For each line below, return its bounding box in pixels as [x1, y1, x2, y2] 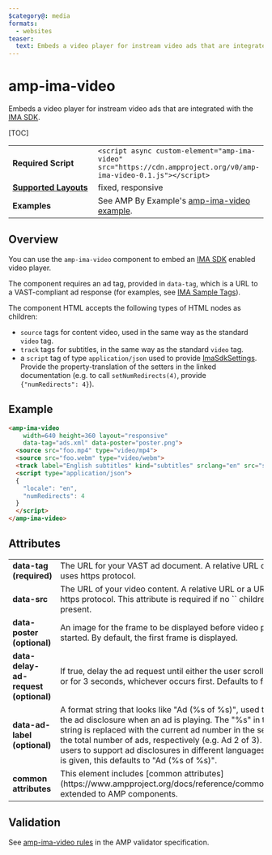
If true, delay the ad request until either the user [60, 665, 241, 677]
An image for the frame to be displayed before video [60, 621, 259, 633]
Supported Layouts [12, 182, 88, 193]
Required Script [12, 157, 74, 169]
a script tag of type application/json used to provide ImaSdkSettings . [19, 353, 257, 363]
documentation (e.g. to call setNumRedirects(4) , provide [19, 370, 206, 380]
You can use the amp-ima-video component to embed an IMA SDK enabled [8, 254, 256, 264]
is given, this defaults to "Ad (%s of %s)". [60, 754, 218, 766]
